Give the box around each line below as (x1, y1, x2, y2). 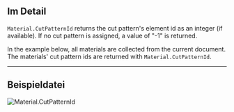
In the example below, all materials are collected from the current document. (7, 45, 226, 53)
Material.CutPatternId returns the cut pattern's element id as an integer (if (7, 24, 223, 32)
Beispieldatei (7, 79, 65, 91)
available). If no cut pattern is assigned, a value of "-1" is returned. (7, 31, 198, 40)
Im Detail (7, 6, 47, 17)
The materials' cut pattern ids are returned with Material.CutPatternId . (7, 52, 212, 61)
